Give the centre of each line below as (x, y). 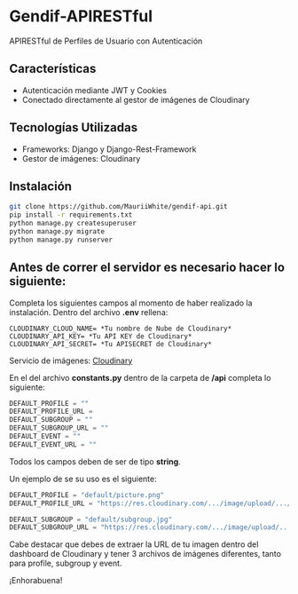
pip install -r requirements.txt (71, 215)
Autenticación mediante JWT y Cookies (94, 90)
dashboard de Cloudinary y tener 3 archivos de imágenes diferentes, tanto (145, 554)
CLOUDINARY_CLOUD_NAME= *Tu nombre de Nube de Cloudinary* (121, 329)
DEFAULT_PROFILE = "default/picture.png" (87, 495)
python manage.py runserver (61, 240)
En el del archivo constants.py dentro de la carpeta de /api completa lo (140, 377)
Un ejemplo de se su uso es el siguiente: (83, 479)
